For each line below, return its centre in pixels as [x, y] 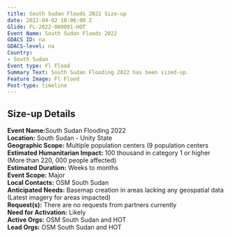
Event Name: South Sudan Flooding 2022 [66, 131]
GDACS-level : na [31, 46]
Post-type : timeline [37, 85]
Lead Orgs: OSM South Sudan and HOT [65, 227]
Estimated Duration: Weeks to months [63, 168]
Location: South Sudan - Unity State [60, 138]
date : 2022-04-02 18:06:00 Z [50, 20]
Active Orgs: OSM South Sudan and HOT [67, 220]
